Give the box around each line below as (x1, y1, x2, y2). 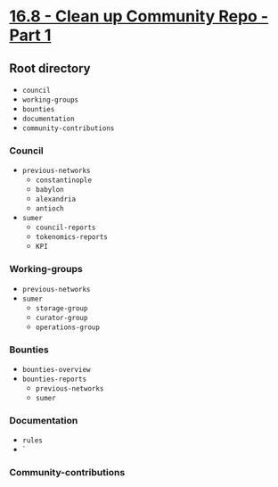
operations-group (35, 323, 101, 332)
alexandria (35, 194, 77, 204)
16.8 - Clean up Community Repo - (9, 6, 269, 27)
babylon (35, 186, 64, 194)
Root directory (9, 61, 91, 76)
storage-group (35, 303, 88, 313)
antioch (35, 204, 64, 213)
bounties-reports (21, 375, 87, 384)
